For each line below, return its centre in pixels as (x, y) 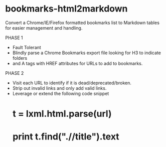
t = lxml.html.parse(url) (62, 114)
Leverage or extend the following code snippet (61, 93)
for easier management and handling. (44, 28)
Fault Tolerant (27, 47)
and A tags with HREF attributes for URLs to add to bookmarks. (77, 63)
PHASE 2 (15, 73)
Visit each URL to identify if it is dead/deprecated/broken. (72, 83)
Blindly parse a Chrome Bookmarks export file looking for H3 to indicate (87, 53)
